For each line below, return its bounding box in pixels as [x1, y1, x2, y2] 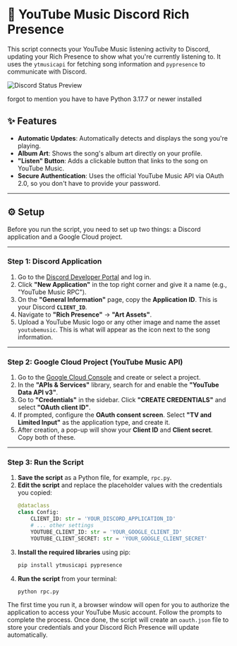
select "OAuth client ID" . [17, 403, 91, 412]
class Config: [17, 509, 59, 516]
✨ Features [7, 115, 57, 127]
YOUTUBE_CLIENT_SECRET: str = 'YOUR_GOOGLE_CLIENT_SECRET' [30, 535, 208, 542]
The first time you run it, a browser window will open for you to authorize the [7, 601, 230, 609]
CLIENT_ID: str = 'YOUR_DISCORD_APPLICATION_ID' [30, 515, 176, 522]
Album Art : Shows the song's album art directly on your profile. [17, 148, 202, 158]
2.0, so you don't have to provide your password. [17, 179, 161, 187]
